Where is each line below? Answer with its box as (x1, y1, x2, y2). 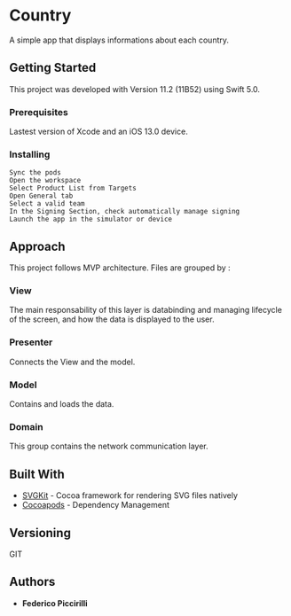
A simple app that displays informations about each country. (9, 35, 229, 45)
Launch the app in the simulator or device (9, 214, 173, 224)
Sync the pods (9, 168, 62, 177)
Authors (9, 574, 56, 589)
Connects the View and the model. (9, 356, 136, 367)
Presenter (9, 336, 53, 348)
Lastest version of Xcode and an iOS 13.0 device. (9, 126, 188, 137)
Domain (9, 420, 43, 433)
